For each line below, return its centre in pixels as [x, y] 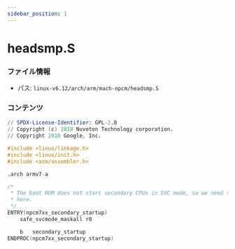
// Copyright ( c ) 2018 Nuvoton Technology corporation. [90, 129]
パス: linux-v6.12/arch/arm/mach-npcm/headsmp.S [88, 88]
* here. [21, 200]
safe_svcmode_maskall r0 [56, 219]
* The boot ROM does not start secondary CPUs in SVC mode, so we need [117, 193]
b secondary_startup [53, 232]
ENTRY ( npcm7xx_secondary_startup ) [58, 213]
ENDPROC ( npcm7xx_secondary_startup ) [60, 239]
